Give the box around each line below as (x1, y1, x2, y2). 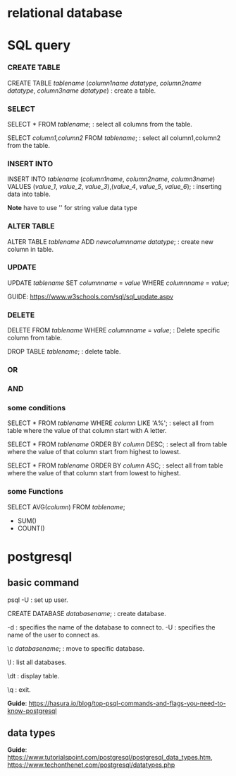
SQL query (7, 37, 71, 54)
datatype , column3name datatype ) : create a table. (7, 86, 156, 95)
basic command (7, 577, 80, 589)
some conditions (7, 403, 66, 412)
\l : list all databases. (7, 658, 67, 666)
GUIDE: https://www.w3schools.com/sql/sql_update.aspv (7, 292, 174, 301)
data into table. (7, 190, 51, 199)
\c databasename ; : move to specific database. (7, 644, 145, 652)
